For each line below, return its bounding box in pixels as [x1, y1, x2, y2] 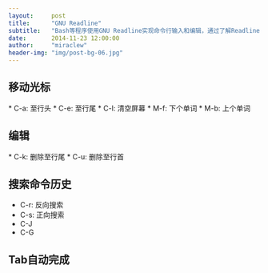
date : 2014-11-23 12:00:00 [8, 34, 120, 42]
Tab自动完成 [8, 253, 70, 267]
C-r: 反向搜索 [19, 200, 64, 210]
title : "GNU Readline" [8, 19, 102, 27]
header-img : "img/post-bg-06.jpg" [8, 49, 124, 57]
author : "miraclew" [8, 42, 88, 50]
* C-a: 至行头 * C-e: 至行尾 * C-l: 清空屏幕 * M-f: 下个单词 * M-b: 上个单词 [8, 103, 250, 113]
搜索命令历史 [8, 178, 72, 191]
